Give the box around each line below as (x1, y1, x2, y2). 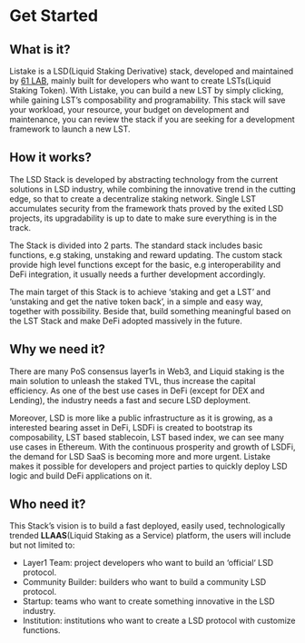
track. (9, 222, 32, 232)
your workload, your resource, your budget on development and (9, 104, 250, 114)
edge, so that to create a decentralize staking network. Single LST (9, 193, 257, 204)
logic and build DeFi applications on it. (9, 470, 152, 481)
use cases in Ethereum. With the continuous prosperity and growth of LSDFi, (9, 441, 296, 452)
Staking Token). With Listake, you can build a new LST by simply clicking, (9, 85, 284, 95)
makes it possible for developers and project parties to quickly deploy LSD (9, 460, 288, 471)
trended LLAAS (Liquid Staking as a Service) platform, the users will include (9, 530, 291, 541)
